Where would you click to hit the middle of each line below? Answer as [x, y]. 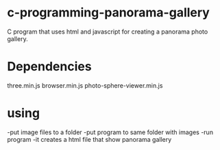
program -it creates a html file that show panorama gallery [89, 139]
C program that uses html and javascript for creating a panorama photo [108, 32]
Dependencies [49, 67]
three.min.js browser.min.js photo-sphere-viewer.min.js [85, 85]
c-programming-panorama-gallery [109, 13]
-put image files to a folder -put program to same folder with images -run [110, 132]
